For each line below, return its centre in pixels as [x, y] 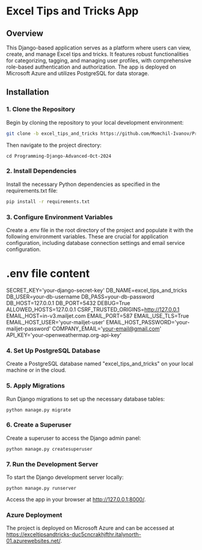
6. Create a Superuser [39, 425]
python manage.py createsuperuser [50, 449]
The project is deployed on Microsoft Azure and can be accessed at [90, 528]
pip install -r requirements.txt [48, 202]
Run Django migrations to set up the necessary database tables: [86, 399]
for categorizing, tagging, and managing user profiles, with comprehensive [99, 60]
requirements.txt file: [32, 190]
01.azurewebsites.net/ [33, 541]
